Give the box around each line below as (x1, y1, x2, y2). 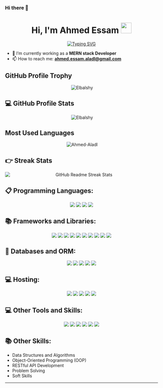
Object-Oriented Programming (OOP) (12, 357, 86, 363)
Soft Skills (12, 372, 33, 379)
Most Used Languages (5, 129, 74, 137)
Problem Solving (12, 368, 45, 373)
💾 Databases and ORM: (5, 247, 76, 256)
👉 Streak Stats (5, 156, 52, 165)
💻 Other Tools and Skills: (5, 306, 83, 314)
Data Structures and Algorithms (12, 352, 75, 358)
